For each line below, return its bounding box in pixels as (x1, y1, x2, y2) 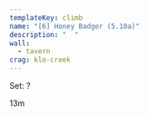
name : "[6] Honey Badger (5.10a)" (9, 22, 141, 31)
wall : (9, 38, 30, 48)
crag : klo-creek (9, 55, 71, 64)
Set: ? (9, 81, 31, 91)
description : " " (9, 30, 79, 39)
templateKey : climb (9, 13, 84, 23)
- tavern (17, 47, 51, 56)
